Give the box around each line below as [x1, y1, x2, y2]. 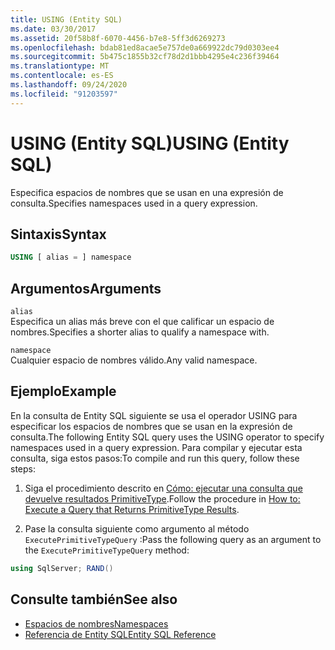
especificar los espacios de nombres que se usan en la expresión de [10, 420, 293, 432]
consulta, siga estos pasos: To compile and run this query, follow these [10, 452, 300, 464]
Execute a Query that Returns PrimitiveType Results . [24, 503, 240, 515]
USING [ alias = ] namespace [10, 252, 132, 263]
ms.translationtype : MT [10, 61, 110, 71]
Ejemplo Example [10, 383, 117, 400]
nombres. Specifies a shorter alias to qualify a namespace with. [10, 326, 270, 338]
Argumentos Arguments [10, 280, 162, 297]
